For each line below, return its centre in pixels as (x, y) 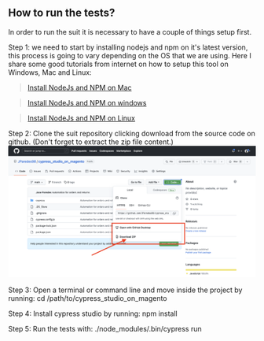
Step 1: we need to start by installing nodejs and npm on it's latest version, (128, 47)
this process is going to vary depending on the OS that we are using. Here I (130, 55)
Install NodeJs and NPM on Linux (81, 118)
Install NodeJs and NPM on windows (87, 102)
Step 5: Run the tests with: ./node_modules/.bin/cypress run (105, 329)
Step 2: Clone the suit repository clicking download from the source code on (132, 133)
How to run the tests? (62, 13)
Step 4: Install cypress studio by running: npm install (93, 313)
